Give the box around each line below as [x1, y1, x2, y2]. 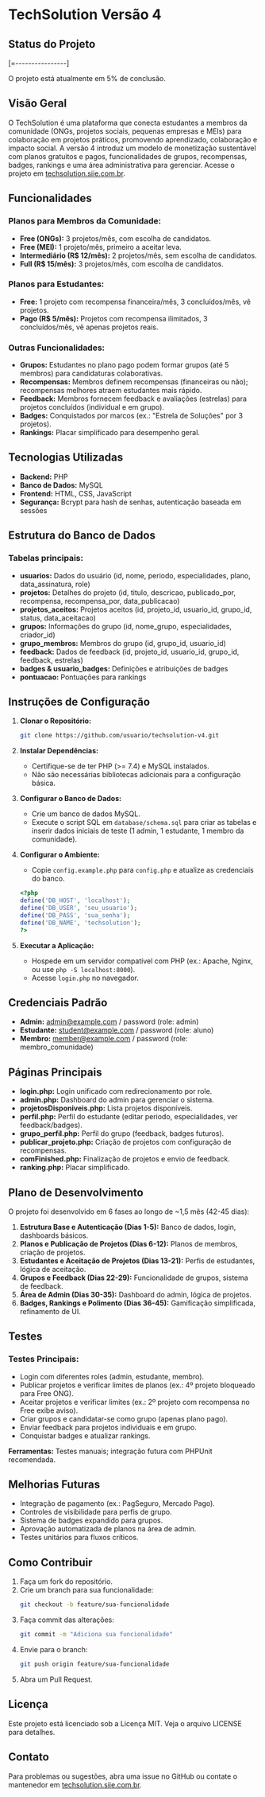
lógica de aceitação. [19, 1264, 86, 1274]
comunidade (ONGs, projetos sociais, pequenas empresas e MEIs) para [8, 126, 242, 136]
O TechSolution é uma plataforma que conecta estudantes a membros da [8, 118, 248, 127]
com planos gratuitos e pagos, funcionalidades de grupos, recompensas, [8, 151, 248, 161]
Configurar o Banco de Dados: [19, 794, 121, 803]
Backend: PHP [19, 472, 69, 481]
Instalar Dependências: [19, 746, 99, 756]
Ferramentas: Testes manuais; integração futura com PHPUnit [8, 1446, 213, 1456]
